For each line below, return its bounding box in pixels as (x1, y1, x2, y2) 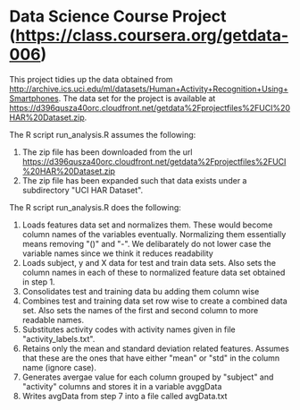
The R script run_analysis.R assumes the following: (9, 129, 196, 140)
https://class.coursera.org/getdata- (15, 25, 289, 46)
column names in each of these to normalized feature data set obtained (21, 267, 286, 278)
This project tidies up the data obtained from (9, 73, 173, 84)
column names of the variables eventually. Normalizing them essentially (21, 228, 287, 239)
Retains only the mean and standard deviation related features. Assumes (21, 343, 290, 354)
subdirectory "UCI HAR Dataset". (21, 184, 144, 195)
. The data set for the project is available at (58, 92, 216, 104)
